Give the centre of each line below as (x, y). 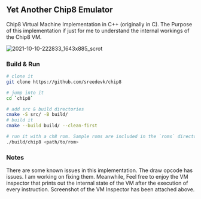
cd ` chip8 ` (20, 98)
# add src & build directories (45, 109)
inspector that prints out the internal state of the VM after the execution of (97, 183)
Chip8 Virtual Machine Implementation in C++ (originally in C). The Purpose (99, 24)
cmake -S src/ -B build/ (37, 115)
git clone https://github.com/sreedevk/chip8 (64, 82)
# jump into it (25, 93)
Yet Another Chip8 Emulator (60, 10)
